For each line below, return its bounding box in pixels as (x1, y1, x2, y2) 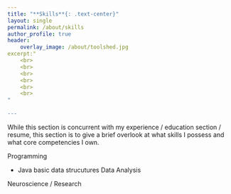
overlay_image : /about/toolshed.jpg (20, 44, 129, 51)
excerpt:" (7, 51, 37, 58)
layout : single (7, 17, 53, 24)
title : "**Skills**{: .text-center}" (7, 10, 119, 18)
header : (7, 37, 31, 44)
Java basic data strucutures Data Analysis (17, 165, 141, 174)
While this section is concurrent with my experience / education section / (7, 123, 222, 131)
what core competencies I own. (7, 138, 100, 146)
